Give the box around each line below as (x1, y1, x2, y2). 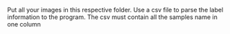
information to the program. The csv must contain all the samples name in (7, 13, 218, 21)
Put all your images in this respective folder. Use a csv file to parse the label (7, 6, 224, 14)
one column (7, 20, 42, 28)
